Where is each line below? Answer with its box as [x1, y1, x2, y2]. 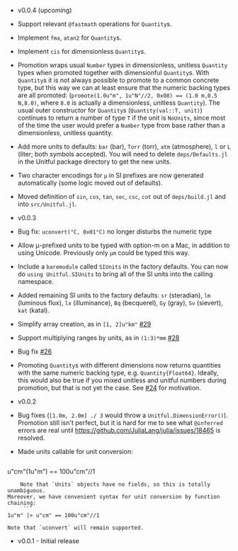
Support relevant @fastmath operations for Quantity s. [17, 20, 172, 28]
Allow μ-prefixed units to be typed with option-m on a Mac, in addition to [17, 241, 230, 249]
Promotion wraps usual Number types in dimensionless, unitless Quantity [17, 61, 228, 69]
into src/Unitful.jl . [17, 200, 77, 208]
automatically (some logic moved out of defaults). [17, 178, 163, 187]
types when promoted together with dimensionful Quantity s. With [17, 69, 210, 76]
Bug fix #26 [17, 347, 52, 356]
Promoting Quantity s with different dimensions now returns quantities [17, 361, 222, 369]
